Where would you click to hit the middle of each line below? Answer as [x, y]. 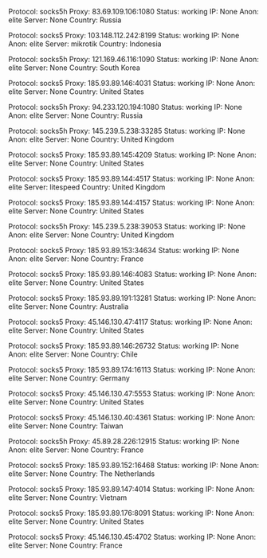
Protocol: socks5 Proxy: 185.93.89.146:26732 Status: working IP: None [124, 346]
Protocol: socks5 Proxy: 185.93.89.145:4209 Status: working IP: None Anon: [132, 155]
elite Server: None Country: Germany [69, 378]
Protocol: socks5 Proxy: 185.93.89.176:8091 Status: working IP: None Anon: [132, 513]
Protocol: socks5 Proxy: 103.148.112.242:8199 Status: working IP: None [124, 35]
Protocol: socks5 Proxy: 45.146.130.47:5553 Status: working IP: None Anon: [132, 394]
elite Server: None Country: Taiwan [66, 426]
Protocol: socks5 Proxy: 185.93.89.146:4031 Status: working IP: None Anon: [132, 83]
